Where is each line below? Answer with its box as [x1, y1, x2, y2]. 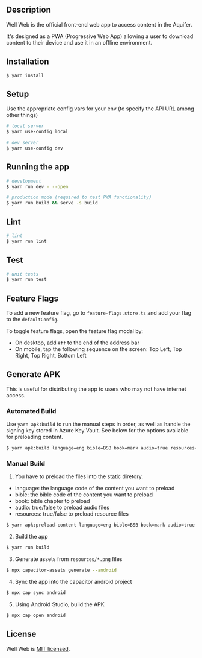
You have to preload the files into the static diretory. [14, 473, 143, 480]
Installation [6, 57, 49, 67]
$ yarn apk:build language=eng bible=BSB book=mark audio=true [6, 445, 168, 451]
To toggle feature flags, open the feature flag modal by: [6, 327, 143, 335]
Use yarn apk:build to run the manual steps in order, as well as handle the [6, 420, 191, 428]
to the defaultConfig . [6, 316, 59, 323]
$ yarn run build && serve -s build [6, 200, 98, 206]
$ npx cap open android [6, 612, 66, 618]
